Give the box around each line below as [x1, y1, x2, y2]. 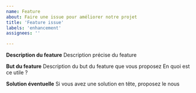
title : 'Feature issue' [6, 19, 64, 25]
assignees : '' [6, 30, 41, 36]
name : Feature [6, 8, 41, 15]
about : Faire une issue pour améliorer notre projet [6, 14, 137, 20]
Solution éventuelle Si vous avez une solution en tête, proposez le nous [6, 80, 180, 88]
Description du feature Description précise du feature [6, 51, 137, 58]
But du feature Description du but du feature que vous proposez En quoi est [6, 63, 190, 70]
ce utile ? [6, 69, 28, 76]
